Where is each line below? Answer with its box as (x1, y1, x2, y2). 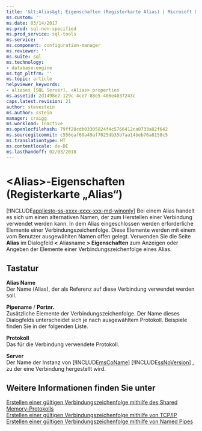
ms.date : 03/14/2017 (6, 20, 58, 26)
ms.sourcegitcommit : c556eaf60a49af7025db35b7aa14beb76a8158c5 (6, 132, 168, 138)
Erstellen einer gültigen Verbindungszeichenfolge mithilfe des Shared (6, 398, 178, 406)
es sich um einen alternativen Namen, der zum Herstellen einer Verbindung (6, 214, 192, 221)
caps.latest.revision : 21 (6, 98, 71, 104)
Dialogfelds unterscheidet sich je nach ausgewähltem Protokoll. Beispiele (6, 317, 188, 324)
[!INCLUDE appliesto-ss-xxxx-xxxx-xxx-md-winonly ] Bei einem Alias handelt (6, 207, 195, 214)
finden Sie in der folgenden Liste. (6, 323, 88, 330)
